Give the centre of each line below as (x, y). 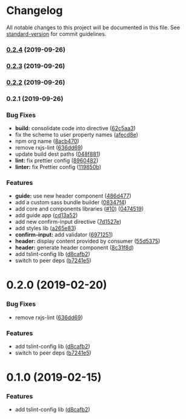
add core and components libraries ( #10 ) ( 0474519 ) (79, 209)
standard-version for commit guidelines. (56, 33)
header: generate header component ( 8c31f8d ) (75, 248)
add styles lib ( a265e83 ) (46, 228)
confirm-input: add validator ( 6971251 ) (64, 235)
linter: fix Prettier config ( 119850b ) (58, 167)
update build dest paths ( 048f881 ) (58, 154)
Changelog (35, 11)
